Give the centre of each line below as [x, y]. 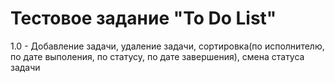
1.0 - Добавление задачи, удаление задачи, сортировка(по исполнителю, [167, 46]
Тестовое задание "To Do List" [143, 18]
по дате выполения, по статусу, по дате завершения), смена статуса [157, 56]
